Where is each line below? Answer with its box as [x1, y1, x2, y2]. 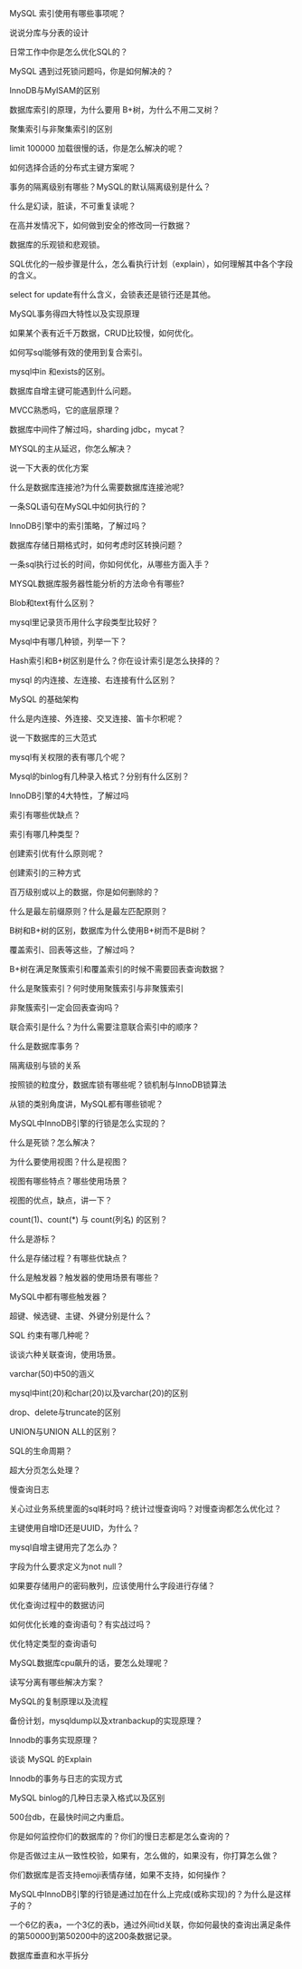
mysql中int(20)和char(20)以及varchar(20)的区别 [9, 1388, 188, 1399]
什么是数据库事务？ [9, 1041, 81, 1051]
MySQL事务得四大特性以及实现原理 [9, 308, 140, 319]
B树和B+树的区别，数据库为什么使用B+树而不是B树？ [9, 925, 208, 936]
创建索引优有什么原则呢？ [9, 848, 105, 859]
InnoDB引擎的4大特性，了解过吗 [9, 790, 129, 801]
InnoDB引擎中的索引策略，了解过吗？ [9, 521, 147, 531]
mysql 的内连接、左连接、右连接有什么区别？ [9, 675, 177, 685]
